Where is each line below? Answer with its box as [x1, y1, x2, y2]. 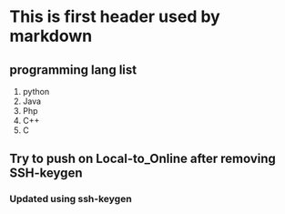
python [22, 87, 50, 97]
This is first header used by [9, 6, 220, 27]
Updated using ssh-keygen [9, 193, 132, 206]
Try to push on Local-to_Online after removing [9, 151, 276, 167]
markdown [9, 25, 93, 46]
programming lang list [9, 62, 137, 77]
